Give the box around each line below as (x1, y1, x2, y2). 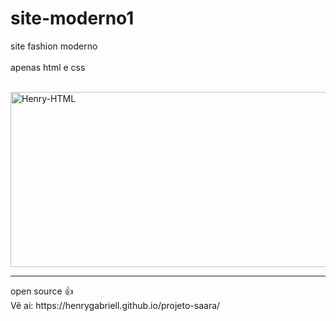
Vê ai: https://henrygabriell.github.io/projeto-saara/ (10, 299, 221, 311)
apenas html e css (10, 61, 86, 73)
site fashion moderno (10, 40, 98, 52)
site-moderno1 (10, 7, 135, 30)
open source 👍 (10, 285, 74, 297)
